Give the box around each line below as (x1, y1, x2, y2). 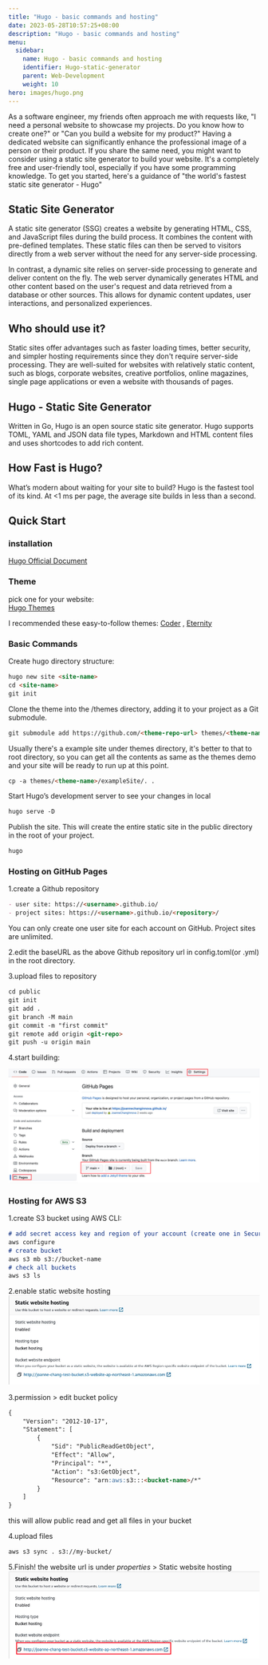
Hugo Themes (8, 603, 55, 612)
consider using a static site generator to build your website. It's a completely (8, 154, 259, 164)
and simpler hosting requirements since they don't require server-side (8, 351, 238, 361)
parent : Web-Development (22, 72, 105, 80)
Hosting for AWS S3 (8, 1195, 87, 1206)
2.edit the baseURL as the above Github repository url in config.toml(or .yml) (8, 947, 259, 957)
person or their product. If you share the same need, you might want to (8, 145, 242, 155)
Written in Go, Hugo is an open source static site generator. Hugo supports (8, 421, 254, 430)
